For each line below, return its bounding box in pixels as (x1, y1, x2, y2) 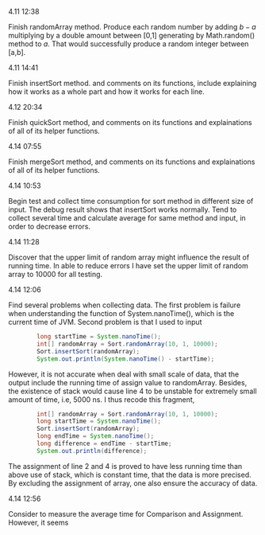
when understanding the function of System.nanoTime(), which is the (8, 309, 235, 318)
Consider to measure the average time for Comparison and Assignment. (8, 509, 244, 518)
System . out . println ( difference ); (36, 447, 148, 455)
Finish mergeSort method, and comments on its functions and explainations (8, 157, 255, 166)
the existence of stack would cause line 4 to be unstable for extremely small (8, 386, 257, 396)
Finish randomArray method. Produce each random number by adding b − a (8, 22, 256, 31)
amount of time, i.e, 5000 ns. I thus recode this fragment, (8, 394, 195, 404)
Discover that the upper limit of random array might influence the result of (8, 252, 250, 262)
